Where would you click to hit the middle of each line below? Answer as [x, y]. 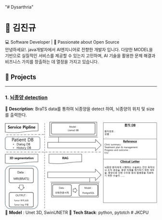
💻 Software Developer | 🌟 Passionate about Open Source [62, 42]
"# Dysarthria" [19, 7]
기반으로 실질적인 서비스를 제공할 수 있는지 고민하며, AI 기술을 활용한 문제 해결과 [80, 56]
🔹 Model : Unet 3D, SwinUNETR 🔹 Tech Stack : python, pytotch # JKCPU [77, 213]
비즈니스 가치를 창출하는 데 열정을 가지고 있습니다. [52, 61]
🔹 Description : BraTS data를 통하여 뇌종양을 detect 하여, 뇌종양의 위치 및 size [80, 109]
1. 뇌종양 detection [26, 97]
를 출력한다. [16, 115]
